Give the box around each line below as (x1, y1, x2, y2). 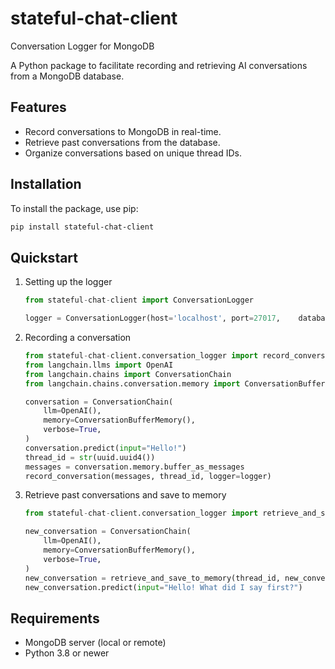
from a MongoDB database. (10, 70, 125, 82)
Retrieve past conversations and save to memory (24, 489, 227, 501)
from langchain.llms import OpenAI (24, 360, 174, 370)
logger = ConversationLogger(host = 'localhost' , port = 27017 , (24, 313, 281, 324)
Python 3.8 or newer (24, 647, 110, 659)
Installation (10, 176, 82, 193)
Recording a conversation (24, 332, 132, 343)
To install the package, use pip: (10, 202, 139, 214)
